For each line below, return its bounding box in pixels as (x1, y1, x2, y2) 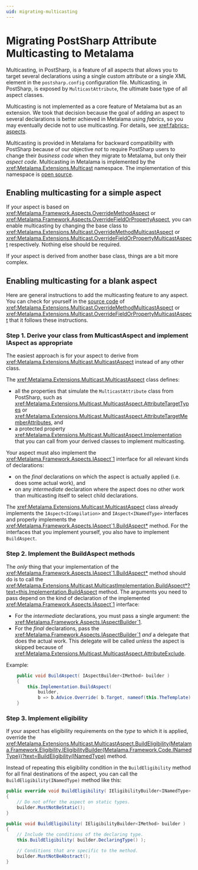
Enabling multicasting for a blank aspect (6, 276, 157, 286)
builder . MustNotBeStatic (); (16, 804, 85, 810)
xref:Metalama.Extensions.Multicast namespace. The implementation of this (6, 164, 191, 171)
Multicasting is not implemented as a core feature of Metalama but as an (6, 103, 182, 110)
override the (6, 734, 36, 741)
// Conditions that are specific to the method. (16, 848, 138, 854)
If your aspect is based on (6, 203, 70, 210)
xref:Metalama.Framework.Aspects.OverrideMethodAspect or (6, 210, 156, 217)
